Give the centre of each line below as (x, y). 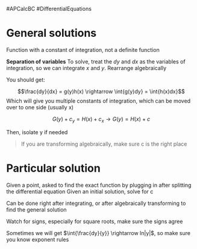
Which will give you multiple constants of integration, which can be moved (98, 101)
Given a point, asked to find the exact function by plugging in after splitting (99, 185)
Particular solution (53, 168)
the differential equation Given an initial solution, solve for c (80, 191)
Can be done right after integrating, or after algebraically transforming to (96, 203)
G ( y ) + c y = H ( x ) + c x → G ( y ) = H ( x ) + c (101, 119)
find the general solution (37, 209)
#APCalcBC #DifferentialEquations (49, 9)
